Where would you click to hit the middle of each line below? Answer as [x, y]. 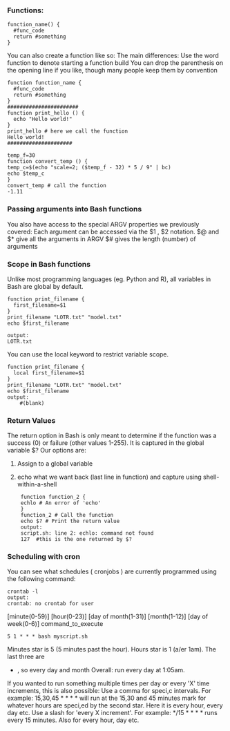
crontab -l [23, 592]
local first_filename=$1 [49, 373]
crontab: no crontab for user [51, 604]
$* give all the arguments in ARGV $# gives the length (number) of [102, 239]
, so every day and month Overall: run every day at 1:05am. [101, 670]
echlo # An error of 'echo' [61, 503]
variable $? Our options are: [47, 450]
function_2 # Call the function [67, 515]
